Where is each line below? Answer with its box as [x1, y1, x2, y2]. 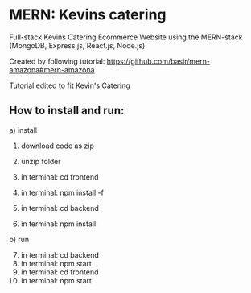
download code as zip [20, 141, 95, 151]
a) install [9, 125, 38, 134]
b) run [9, 234, 30, 244]
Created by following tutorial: [9, 56, 105, 66]
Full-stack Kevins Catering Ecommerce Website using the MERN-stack [9, 32, 243, 42]
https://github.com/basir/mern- [106, 56, 210, 66]
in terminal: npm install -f [20, 188, 104, 197]
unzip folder [20, 156, 61, 166]
